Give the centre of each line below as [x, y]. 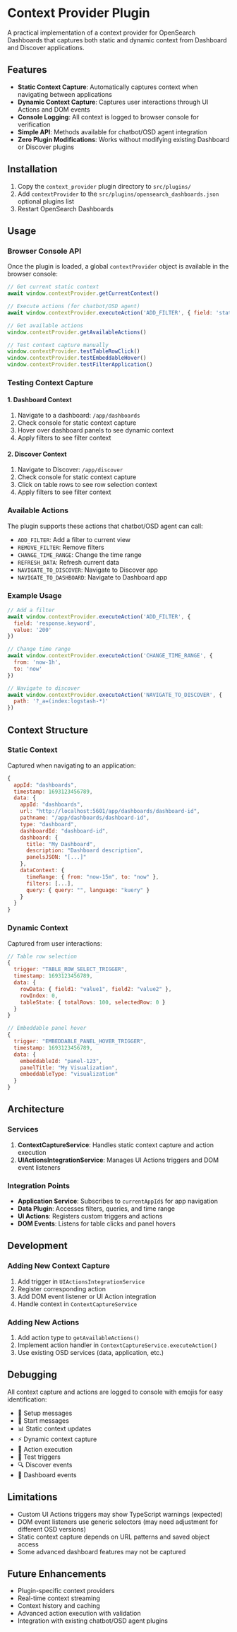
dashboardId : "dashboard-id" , [65, 831]
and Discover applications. [46, 47]
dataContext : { [42, 871]
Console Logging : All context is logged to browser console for [108, 117]
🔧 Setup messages [45, 1413]
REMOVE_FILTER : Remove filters [61, 547]
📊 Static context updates [54, 1428]
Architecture [36, 1109]
